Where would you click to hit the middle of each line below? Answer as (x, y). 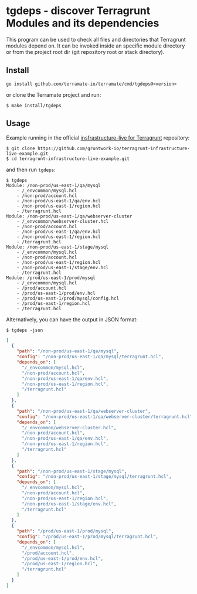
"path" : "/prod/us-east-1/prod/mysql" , (65, 531)
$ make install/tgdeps (34, 106)
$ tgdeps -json (25, 330)
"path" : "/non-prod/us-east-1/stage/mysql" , (72, 471)
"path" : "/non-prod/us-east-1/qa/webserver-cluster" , (84, 411)
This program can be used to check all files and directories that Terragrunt (96, 39)
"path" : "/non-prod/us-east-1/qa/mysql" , (68, 351)
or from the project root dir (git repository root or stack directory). (85, 52)
